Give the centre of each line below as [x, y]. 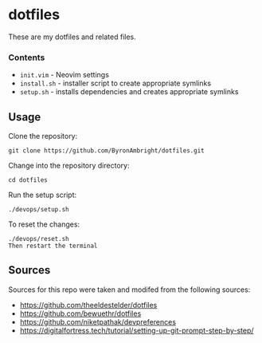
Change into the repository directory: [69, 166]
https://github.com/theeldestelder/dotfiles [88, 305]
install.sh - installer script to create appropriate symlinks [115, 83]
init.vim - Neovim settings [65, 75]
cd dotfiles [28, 180]
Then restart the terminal [53, 246]
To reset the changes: [44, 224]
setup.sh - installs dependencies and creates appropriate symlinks [129, 92]
